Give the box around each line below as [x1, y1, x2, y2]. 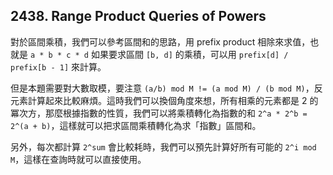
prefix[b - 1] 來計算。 [10, 60, 107, 73]
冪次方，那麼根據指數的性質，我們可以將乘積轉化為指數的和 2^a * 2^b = [10, 107, 308, 119]
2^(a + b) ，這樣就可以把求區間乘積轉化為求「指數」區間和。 [10, 119, 262, 131]
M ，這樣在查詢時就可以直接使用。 [10, 153, 147, 165]
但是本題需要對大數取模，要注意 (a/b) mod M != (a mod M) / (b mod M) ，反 [10, 82, 323, 94]
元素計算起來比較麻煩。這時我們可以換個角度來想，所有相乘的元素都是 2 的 [10, 94, 319, 106]
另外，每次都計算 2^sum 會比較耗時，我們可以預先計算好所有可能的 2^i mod [10, 140, 317, 153]
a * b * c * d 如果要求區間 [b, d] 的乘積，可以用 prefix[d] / [29, 48, 289, 60]
